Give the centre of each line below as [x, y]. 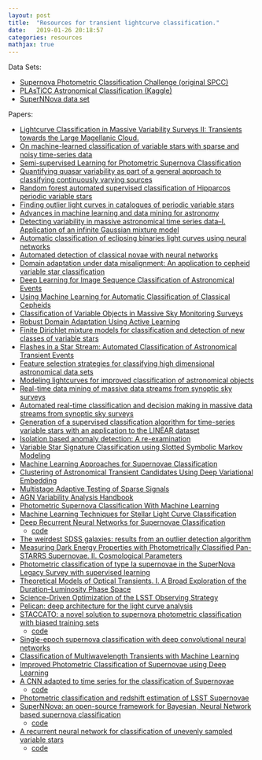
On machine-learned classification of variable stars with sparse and [129, 146]
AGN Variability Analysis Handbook [76, 497]
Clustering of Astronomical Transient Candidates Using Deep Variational [136, 472]
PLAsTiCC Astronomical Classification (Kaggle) [96, 90]
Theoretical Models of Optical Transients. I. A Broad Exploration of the [133, 581]
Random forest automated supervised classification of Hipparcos [125, 188]
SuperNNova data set [55, 99]
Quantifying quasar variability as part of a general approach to [120, 172]
